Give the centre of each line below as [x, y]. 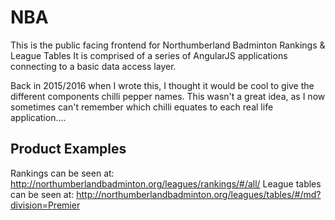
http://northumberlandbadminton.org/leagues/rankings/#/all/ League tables [166, 183]
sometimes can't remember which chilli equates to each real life [142, 107]
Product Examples [68, 149]
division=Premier [45, 205]
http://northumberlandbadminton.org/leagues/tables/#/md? [199, 194]
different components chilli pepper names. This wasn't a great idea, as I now [168, 96]
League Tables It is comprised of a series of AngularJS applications [149, 55]
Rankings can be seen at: [62, 173]
